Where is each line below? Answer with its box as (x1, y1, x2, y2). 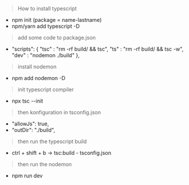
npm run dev (11, 172, 43, 179)
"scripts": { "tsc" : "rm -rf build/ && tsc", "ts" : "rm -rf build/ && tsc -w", (11, 45, 184, 52)
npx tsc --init (11, 97, 44, 104)
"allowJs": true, (11, 120, 49, 127)
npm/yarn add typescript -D (11, 23, 80, 29)
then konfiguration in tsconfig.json (17, 109, 101, 115)
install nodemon (17, 63, 57, 70)
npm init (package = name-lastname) (11, 16, 102, 23)
